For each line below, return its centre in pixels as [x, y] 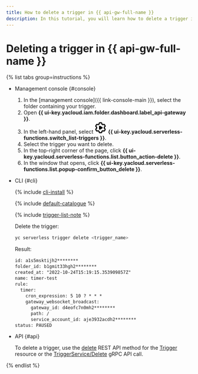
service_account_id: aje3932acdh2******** [83, 320]
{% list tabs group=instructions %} [48, 77]
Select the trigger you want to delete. [68, 144]
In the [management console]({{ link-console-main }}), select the [102, 100]
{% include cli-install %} [44, 192]
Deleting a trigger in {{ [62, 49]
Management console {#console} [55, 89]
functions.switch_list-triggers [61, 138]
